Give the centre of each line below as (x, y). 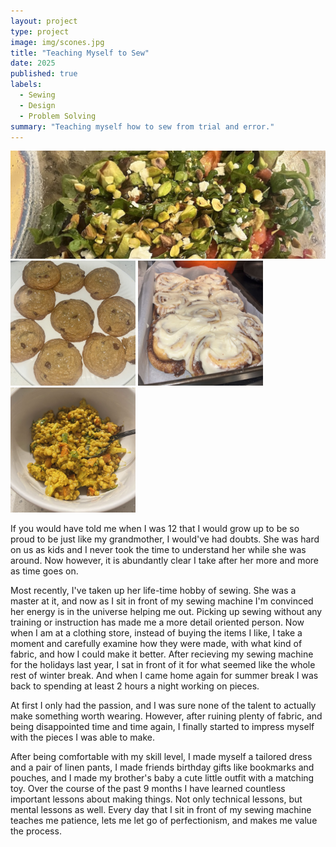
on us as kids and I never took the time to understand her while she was (158, 549)
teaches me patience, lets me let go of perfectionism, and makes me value (164, 820)
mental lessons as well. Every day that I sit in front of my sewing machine (161, 809)
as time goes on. (44, 571)
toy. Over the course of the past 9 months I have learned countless (148, 788)
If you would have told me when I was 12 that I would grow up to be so (155, 528)
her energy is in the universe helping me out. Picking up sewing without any (166, 611)
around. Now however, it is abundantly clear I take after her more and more (165, 560)
